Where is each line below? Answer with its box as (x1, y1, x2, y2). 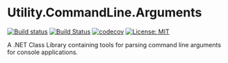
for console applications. (7, 48, 79, 56)
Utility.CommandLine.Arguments (7, 5, 202, 21)
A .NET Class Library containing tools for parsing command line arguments (7, 40, 221, 49)
